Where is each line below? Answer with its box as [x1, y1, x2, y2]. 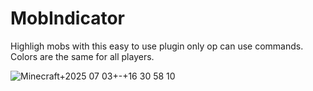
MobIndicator [10, 7, 125, 30]
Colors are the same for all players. [10, 50, 155, 62]
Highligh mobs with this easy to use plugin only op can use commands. [10, 40, 304, 52]
